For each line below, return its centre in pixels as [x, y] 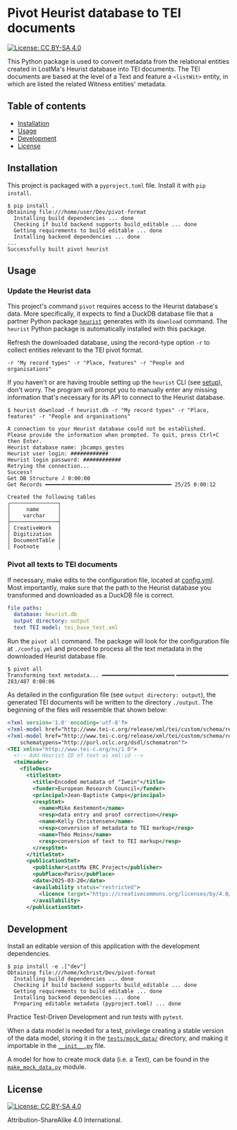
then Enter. [25, 441]
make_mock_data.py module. [47, 1067]
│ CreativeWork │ [34, 528]
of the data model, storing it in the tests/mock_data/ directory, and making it [118, 1038]
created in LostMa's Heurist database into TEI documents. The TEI [104, 69]
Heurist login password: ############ [64, 460]
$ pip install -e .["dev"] [47, 967]
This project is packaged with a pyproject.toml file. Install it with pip [107, 185]
